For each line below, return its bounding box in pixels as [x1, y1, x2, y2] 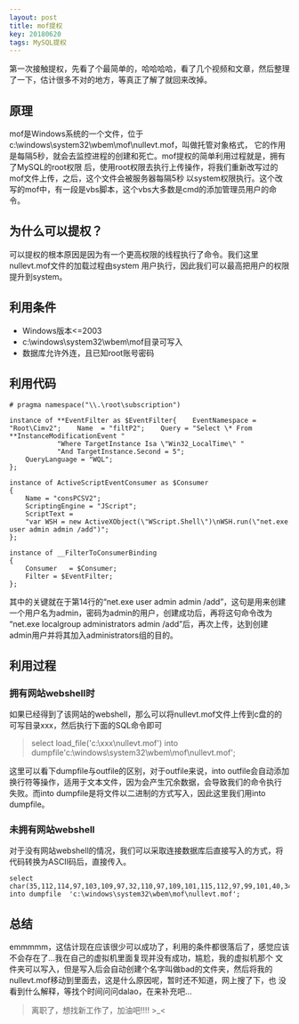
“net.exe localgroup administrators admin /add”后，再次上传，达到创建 [9, 618, 269, 629]
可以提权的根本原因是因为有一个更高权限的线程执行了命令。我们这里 [9, 248, 259, 259]
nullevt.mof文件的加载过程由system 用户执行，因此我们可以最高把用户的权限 [9, 260, 290, 271]
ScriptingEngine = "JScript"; [25, 501, 138, 510]
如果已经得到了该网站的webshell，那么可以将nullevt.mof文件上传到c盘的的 [9, 709, 283, 719]
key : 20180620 [9, 29, 62, 38]
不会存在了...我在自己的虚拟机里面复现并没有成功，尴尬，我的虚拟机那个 [9, 953, 274, 963]
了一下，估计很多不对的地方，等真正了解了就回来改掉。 [9, 75, 212, 85]
